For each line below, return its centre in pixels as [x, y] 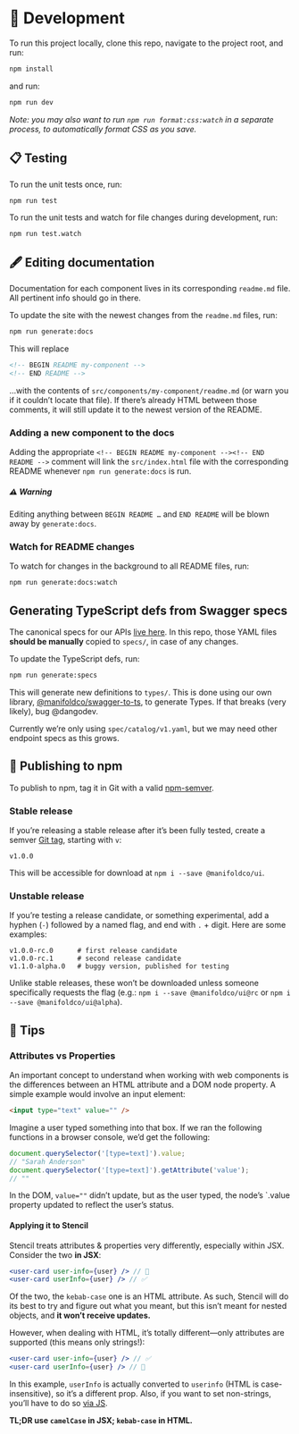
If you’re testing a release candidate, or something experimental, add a [139, 915]
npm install [31, 69]
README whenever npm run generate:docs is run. [100, 471]
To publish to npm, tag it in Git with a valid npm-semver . [112, 788]
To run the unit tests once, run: [66, 184]
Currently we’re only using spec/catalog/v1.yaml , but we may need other [143, 729]
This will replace [39, 349]
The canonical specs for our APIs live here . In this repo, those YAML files [143, 632]
